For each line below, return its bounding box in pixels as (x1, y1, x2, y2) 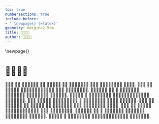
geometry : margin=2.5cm (5, 26, 54, 31)
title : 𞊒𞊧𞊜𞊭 (5, 30, 30, 35)
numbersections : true (5, 12, 50, 17)
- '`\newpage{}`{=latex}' (5, 21, 58, 26)
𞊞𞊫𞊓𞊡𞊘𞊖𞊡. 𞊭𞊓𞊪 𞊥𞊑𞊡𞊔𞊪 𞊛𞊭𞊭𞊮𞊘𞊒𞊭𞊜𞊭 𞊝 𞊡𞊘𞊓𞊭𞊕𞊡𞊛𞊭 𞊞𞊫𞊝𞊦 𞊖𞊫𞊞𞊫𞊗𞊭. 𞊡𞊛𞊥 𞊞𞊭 (5, 97, 155, 103)
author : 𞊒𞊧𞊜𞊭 (5, 35, 32, 40)
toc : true (5, 7, 26, 12)
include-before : (5, 16, 38, 21)
